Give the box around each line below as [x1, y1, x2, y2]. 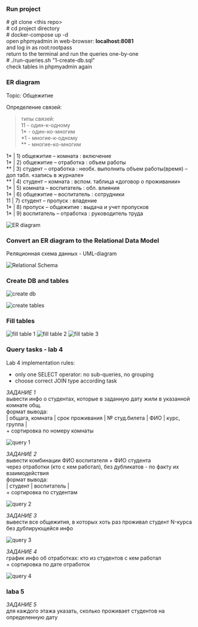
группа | [6, 420, 28, 428]
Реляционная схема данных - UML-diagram [6, 250, 117, 257]
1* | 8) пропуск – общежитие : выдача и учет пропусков [6, 203, 149, 210]
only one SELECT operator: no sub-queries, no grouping [14, 371, 154, 378]
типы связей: [20, 115, 55, 122]
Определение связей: [6, 103, 62, 111]
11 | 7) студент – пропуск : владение [6, 197, 98, 204]
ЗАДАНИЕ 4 [6, 548, 37, 555]
